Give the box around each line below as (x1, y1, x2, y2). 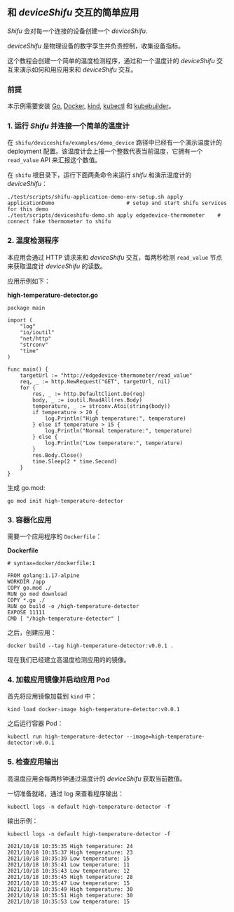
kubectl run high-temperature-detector (7, 733, 124, 741)
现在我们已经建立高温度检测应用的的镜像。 (7, 656, 130, 663)
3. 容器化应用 (7, 515, 52, 524)
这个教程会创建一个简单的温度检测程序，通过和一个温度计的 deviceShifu (7, 56, 215, 65)
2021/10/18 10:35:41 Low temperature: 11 (7, 861, 130, 868)
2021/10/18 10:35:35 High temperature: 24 (7, 842, 133, 850)
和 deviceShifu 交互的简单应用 (7, 6, 139, 19)
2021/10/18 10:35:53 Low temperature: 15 (7, 898, 130, 905)
